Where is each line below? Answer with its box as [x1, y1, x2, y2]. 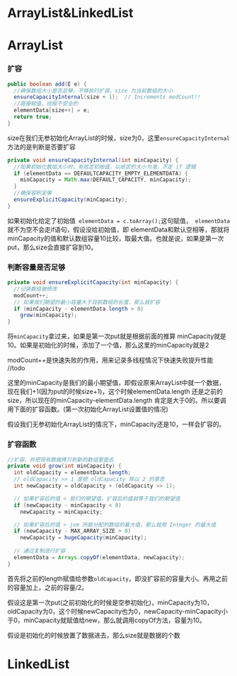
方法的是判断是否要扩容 [7, 142, 76, 151]
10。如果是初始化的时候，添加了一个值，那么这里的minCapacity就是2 [7, 341, 209, 350]
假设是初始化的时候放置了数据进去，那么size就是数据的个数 [7, 631, 180, 639]
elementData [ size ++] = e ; [13, 107, 91, 114]
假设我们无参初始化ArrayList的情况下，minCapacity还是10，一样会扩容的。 [7, 420, 226, 429]
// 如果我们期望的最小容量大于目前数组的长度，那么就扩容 [13, 299, 161, 306]
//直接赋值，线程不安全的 [13, 101, 79, 108]
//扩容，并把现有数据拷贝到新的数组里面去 [7, 456, 115, 463]
